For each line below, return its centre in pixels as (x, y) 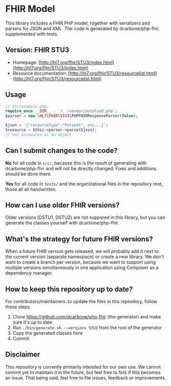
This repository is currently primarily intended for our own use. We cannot (83, 367)
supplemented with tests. (32, 34)
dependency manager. (29, 273)
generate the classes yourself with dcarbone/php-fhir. (62, 223)
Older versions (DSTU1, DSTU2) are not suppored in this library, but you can (85, 217)
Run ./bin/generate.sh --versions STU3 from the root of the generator (87, 328)
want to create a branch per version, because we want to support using (80, 262)
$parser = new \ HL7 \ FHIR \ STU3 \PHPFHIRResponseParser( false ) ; (72, 116)
